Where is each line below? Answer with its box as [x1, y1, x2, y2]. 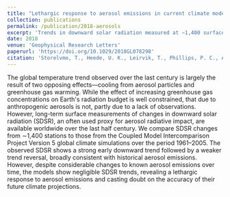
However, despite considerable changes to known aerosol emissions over [7, 160, 215, 168]
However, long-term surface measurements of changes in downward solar [7, 109, 218, 118]
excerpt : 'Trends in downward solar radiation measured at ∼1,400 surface [7, 29, 225, 36]
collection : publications [7, 16, 81, 23]
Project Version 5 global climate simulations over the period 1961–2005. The [7, 138, 221, 147]
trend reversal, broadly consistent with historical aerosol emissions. [7, 153, 197, 161]
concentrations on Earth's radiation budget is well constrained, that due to [7, 95, 216, 103]
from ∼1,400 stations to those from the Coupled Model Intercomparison [7, 131, 210, 140]
